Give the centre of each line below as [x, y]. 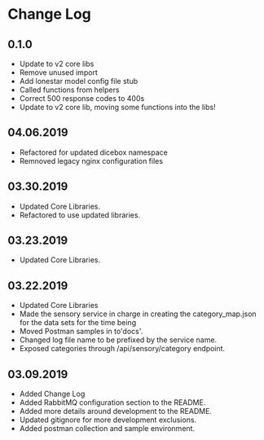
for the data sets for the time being [77, 323]
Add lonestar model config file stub [79, 81]
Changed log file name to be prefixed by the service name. [118, 340]
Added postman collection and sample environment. [107, 429]
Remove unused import [59, 73]
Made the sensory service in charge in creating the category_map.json [138, 314]
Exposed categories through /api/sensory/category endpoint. [122, 349]
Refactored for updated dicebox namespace [93, 152]
